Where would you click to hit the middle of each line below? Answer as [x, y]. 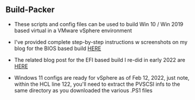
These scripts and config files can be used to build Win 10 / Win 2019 [99, 24]
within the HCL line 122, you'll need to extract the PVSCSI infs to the [97, 84]
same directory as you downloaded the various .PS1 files [83, 90]
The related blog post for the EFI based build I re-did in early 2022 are [100, 60]
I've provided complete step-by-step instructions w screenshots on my [101, 42]
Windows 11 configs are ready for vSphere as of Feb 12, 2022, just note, [102, 77]
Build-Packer [30, 10]
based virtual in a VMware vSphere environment [73, 30]
